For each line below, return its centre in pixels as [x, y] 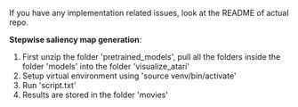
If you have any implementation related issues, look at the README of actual [149, 13]
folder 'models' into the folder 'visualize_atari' [105, 66]
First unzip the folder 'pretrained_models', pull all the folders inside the [151, 57]
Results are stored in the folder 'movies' [95, 95]
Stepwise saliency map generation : [76, 40]
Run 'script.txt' [49, 85]
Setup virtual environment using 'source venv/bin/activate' [129, 76]
